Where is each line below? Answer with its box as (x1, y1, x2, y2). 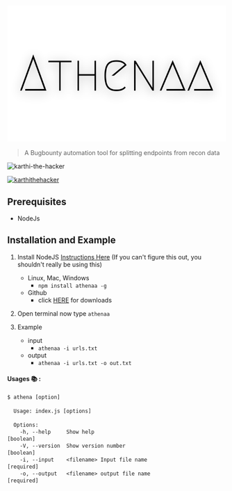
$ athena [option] (7, 394, 60, 401)
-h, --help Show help (19, 428, 95, 436)
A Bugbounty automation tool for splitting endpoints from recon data (24, 149, 220, 157)
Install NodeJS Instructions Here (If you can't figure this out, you (17, 252, 202, 261)
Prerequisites (7, 195, 67, 207)
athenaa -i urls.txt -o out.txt (38, 360, 132, 367)
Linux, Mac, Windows (27, 273, 90, 282)
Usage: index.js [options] (13, 408, 92, 415)
